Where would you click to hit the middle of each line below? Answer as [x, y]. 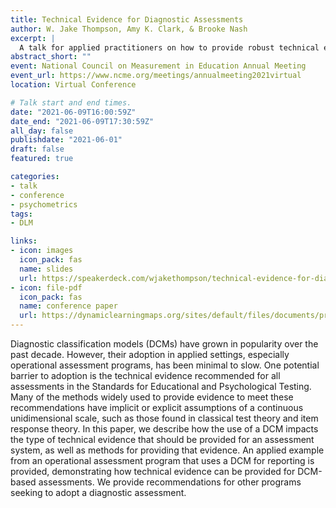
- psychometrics [44, 204]
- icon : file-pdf [46, 287]
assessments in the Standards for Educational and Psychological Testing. [161, 386]
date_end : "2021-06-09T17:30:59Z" [82, 121]
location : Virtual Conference [73, 85]
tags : [21, 214]
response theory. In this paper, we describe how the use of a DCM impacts [164, 429]
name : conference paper [68, 306]
